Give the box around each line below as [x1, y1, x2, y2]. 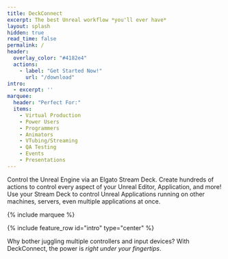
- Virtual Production [19, 112, 81, 119]
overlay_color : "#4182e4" [13, 55, 88, 62]
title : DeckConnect [7, 10, 63, 17]
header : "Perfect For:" [13, 99, 81, 106]
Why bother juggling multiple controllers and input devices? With [7, 237, 190, 245]
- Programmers [19, 125, 60, 132]
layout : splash [7, 23, 51, 29]
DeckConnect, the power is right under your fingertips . [7, 244, 162, 252]
